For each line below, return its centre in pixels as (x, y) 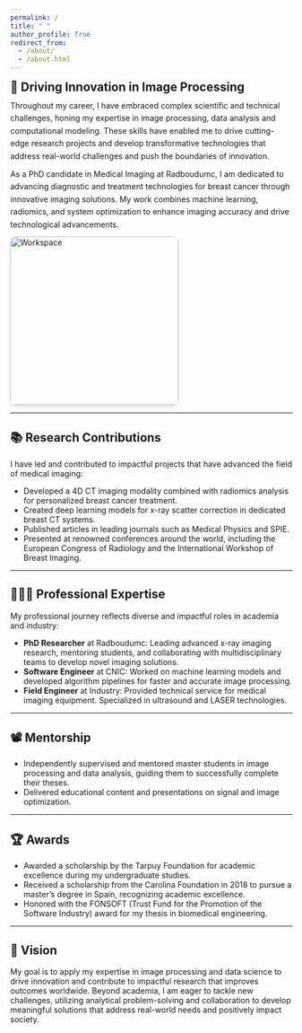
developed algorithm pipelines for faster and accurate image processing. (157, 681)
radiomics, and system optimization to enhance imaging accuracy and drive (150, 212)
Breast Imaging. (52, 557)
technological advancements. (65, 224)
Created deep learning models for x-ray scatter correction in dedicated (154, 510)
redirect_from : (39, 43)
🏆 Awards (40, 840)
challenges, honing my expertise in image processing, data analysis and (143, 118)
